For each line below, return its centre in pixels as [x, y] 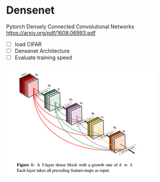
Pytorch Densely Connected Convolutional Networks [70, 27]
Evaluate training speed [43, 58]
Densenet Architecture [42, 51]
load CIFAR [28, 44]
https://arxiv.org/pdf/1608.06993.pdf [51, 32]
